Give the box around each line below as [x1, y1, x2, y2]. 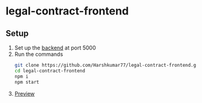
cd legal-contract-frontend [14, 67, 85, 73]
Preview [14, 90, 35, 97]
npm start [14, 79, 40, 85]
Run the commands [14, 51, 64, 58]
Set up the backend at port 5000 [14, 44, 96, 51]
